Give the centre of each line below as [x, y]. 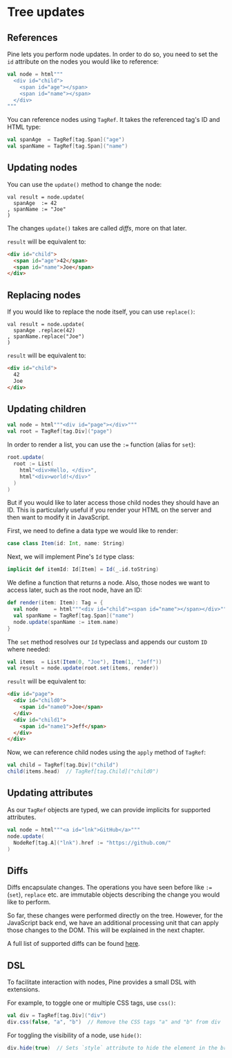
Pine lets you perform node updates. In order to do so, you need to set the [113, 54]
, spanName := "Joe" [37, 209]
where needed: [29, 649]
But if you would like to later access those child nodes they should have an [113, 503]
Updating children [47, 409]
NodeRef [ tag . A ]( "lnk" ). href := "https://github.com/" [92, 843]
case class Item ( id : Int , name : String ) [66, 544]
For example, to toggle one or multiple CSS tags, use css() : [91, 1003]
